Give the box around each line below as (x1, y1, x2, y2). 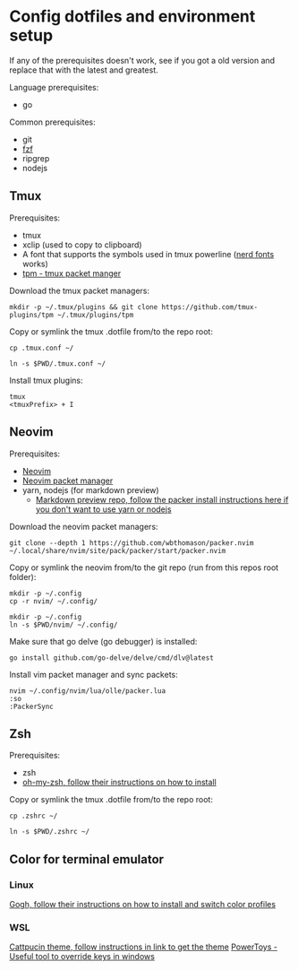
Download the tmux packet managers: (9, 285, 150, 296)
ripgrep (21, 152, 50, 163)
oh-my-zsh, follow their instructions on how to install (21, 777, 217, 788)
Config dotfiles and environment (9, 6, 256, 27)
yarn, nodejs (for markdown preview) (21, 484, 159, 495)
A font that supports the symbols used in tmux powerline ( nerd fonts (21, 248, 275, 259)
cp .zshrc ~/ (9, 811, 58, 821)
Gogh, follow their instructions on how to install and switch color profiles (9, 899, 276, 910)
